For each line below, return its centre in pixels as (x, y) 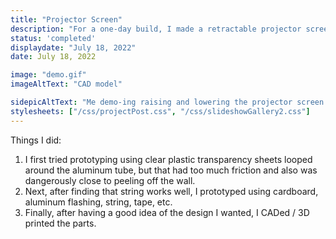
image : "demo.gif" (48, 75)
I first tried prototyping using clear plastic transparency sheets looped (168, 159)
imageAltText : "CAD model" (66, 84)
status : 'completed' (53, 38)
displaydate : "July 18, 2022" (73, 47)
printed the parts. (60, 223)
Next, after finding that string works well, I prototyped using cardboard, (171, 191)
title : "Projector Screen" (66, 19)
